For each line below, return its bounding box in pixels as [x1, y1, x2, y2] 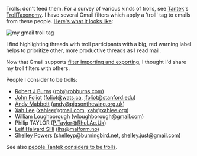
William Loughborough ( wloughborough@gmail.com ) [14, 113, 144, 120]
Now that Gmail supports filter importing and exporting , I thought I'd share [6, 59, 186, 65]
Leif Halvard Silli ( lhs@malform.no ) [14, 126, 99, 132]
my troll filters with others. [6, 65, 70, 72]
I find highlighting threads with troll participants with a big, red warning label [6, 41, 192, 47]
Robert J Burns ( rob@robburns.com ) [14, 88, 105, 94]
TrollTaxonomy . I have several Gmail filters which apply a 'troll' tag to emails [6, 11, 191, 18]
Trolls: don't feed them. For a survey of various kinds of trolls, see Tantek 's [6, 5, 189, 12]
